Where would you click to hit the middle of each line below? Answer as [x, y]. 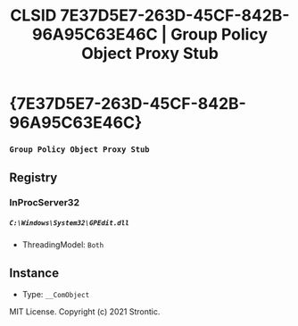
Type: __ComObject [56, 295]
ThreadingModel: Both [63, 245]
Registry [33, 177]
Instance [34, 273]
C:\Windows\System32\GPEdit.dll [69, 223]
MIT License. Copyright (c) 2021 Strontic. [85, 312]
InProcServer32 [45, 203]
